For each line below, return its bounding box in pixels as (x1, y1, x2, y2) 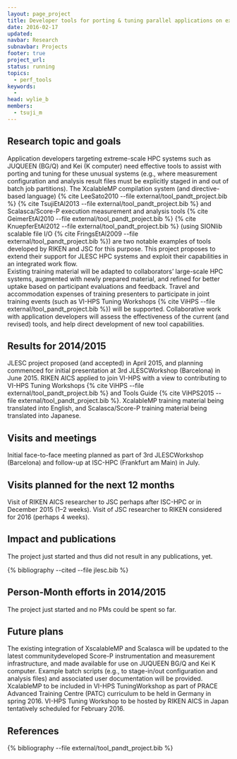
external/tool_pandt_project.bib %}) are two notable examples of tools (7, 236, 212, 245)
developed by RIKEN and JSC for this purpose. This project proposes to (7, 244, 216, 253)
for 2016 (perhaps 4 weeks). (7, 513, 90, 521)
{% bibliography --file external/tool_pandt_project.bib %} (7, 744, 174, 753)
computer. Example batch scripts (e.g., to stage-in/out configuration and (7, 667, 218, 675)
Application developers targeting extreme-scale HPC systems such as (7, 154, 212, 163)
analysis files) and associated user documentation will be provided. (7, 674, 203, 683)
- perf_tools (13, 76, 52, 84)
